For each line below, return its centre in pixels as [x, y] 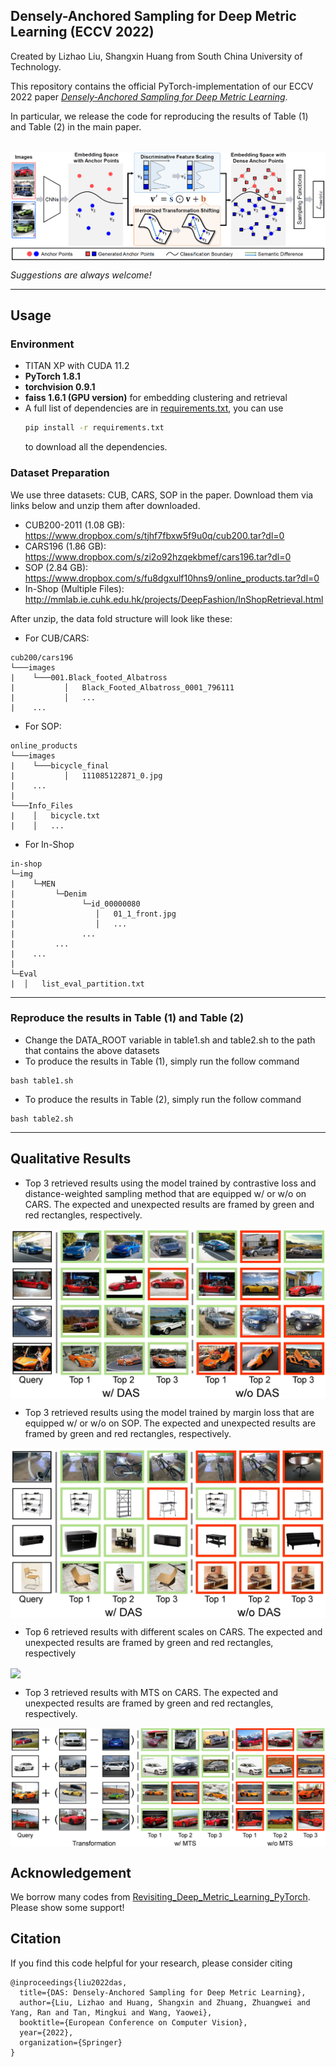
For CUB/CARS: [57, 638]
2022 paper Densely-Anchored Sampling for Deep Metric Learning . [149, 96]
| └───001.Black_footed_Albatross [89, 677]
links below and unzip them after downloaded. [105, 505]
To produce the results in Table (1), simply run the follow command [162, 1061]
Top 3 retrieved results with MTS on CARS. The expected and [151, 1693]
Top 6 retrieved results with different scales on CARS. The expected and [173, 1632]
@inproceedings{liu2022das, [69, 1982]
